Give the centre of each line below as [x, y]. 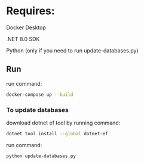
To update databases [37, 110]
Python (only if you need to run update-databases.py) [72, 50]
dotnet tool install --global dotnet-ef [57, 133]
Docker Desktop [26, 27]
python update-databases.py [41, 156]
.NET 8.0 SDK [23, 39]
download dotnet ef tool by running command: [63, 123]
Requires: [30, 11]
